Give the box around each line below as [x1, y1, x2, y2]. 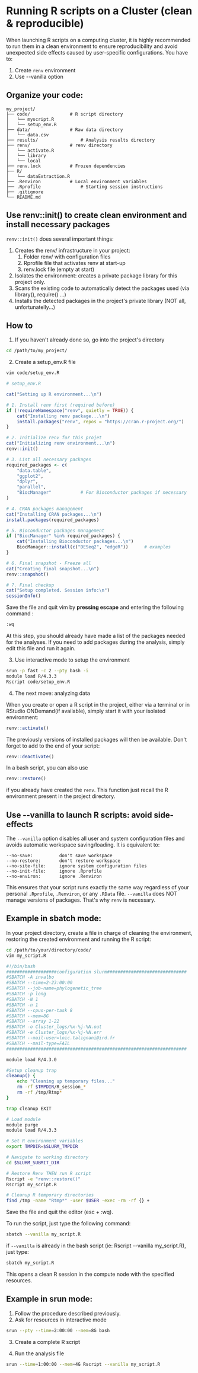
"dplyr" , [17, 478, 39, 484]
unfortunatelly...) [14, 304, 55, 311]
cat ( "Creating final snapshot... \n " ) [6, 566, 100, 571]
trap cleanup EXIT [6, 1106, 52, 1112]
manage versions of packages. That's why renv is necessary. [6, 896, 156, 903]
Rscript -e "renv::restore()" [6, 1176, 81, 1182]
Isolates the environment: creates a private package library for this [14, 272, 178, 279]
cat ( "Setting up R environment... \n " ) [6, 391, 102, 397]
